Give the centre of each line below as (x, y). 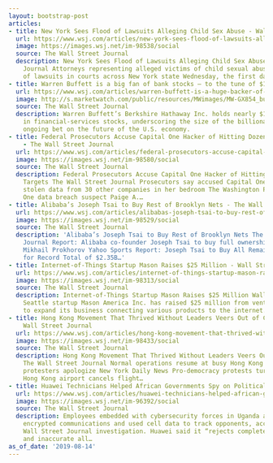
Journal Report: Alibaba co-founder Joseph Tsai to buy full (128, 243)
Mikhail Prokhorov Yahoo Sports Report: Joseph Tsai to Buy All (134, 250)
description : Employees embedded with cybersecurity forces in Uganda (138, 416)
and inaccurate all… (58, 439)
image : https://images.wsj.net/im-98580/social (98, 159)
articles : (25, 24)
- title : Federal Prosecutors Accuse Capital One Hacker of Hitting (127, 136)
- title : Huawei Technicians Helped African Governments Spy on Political (138, 386)
